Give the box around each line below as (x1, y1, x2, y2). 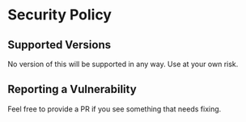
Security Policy (7, 6, 112, 24)
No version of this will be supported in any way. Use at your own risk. (7, 59, 239, 69)
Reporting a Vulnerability (7, 82, 137, 96)
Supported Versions (7, 38, 111, 52)
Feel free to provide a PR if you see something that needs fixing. (7, 103, 222, 114)
